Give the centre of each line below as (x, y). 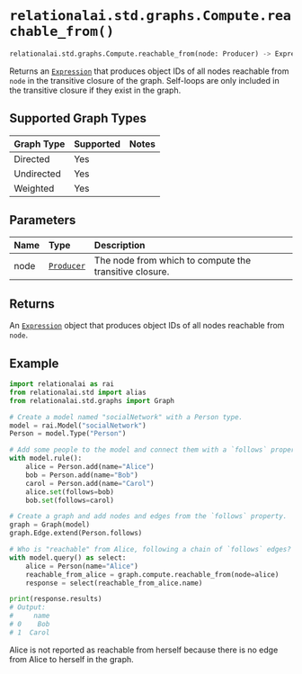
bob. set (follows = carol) (70, 500)
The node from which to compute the (173, 261)
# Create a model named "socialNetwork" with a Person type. (126, 417)
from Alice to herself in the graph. (72, 659)
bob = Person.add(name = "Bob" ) (82, 475)
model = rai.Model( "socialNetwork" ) (78, 426)
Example (34, 363)
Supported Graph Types (78, 118)
